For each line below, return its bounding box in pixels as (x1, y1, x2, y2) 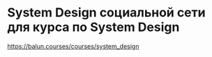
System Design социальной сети (7, 5, 206, 21)
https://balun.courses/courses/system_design (7, 42, 139, 50)
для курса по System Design (7, 19, 180, 35)
